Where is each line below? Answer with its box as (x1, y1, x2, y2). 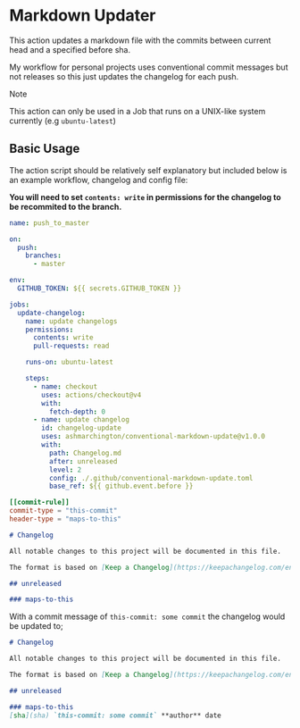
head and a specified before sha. (9, 44, 131, 54)
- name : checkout (32, 381, 98, 391)
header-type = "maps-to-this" (9, 515, 122, 523)
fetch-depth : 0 (48, 407, 105, 416)
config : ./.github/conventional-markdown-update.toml (48, 473, 254, 482)
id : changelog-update (41, 423, 122, 433)
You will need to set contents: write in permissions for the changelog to (9, 191, 281, 202)
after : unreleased (48, 456, 118, 465)
